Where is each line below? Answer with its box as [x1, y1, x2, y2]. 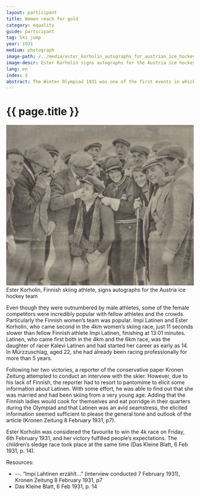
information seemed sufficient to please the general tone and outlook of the [6, 410, 192, 417]
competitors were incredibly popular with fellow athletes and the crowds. [6, 310, 185, 318]
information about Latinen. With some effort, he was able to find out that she [6, 385, 193, 393]
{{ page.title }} [6, 105, 80, 118]
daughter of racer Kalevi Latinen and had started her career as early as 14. [6, 342, 189, 349]
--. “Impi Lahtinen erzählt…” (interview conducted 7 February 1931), [14, 470, 180, 478]
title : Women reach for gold [6, 15, 79, 22]
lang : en [6, 66, 28, 72]
